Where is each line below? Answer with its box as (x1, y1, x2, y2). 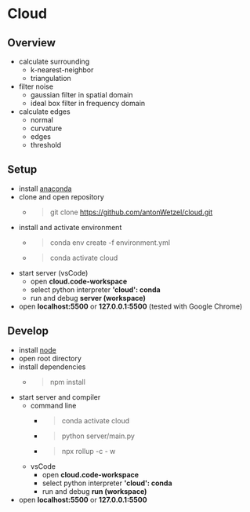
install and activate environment (18, 222, 122, 232)
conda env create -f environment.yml (49, 237, 170, 247)
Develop (7, 324, 49, 338)
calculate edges (18, 107, 71, 116)
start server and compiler (18, 392, 101, 401)
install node (18, 345, 56, 354)
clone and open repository (18, 192, 105, 201)
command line (30, 400, 77, 410)
